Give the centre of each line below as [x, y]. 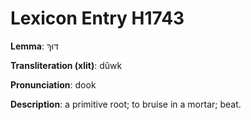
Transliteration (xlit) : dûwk [66, 65]
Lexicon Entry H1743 [97, 18]
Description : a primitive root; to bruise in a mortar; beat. [126, 104]
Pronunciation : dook [53, 84]
